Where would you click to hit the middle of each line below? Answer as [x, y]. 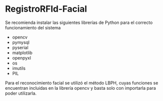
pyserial [20, 47]
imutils [19, 68]
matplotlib [22, 53]
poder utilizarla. [21, 93]
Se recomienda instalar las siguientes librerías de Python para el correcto [79, 22]
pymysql [21, 42]
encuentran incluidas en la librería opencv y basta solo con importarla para [81, 88]
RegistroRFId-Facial [46, 9]
